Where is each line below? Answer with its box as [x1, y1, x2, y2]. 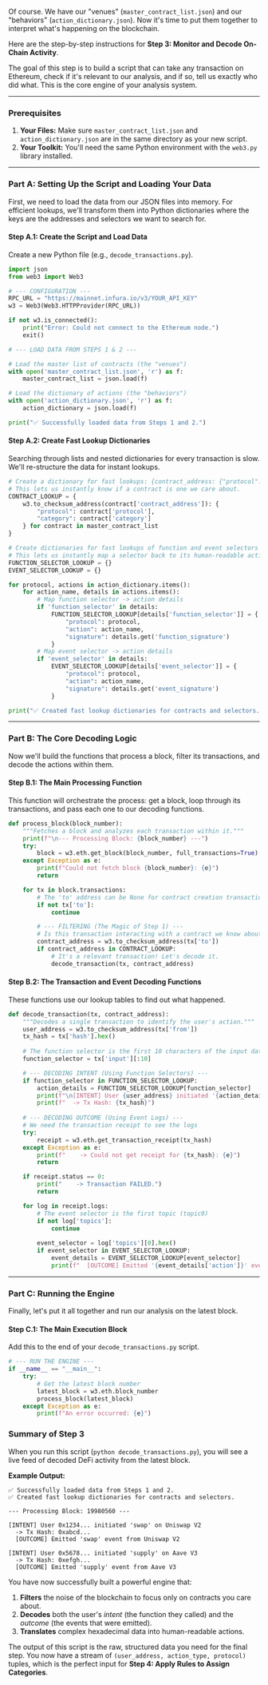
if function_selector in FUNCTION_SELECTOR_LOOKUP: [22, 1076, 198, 1085]
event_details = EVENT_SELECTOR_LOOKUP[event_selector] [50, 1254, 241, 1262]
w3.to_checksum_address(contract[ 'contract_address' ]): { [22, 499, 219, 508]
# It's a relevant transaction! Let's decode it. [50, 952, 219, 960]
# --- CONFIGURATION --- [8, 287, 91, 295]
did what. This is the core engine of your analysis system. [8, 80, 198, 89]
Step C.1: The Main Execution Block [8, 1324, 128, 1333]
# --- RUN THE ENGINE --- [8, 1357, 94, 1365]
